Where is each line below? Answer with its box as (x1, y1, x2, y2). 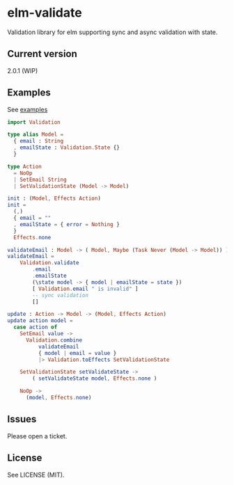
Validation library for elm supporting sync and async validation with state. (7, 28, 218, 36)
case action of (13, 324, 58, 331)
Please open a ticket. (7, 431, 68, 440)
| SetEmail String (13, 176, 68, 183)
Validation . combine (25, 336, 82, 344)
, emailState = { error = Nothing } (13, 221, 120, 228)
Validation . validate (19, 260, 79, 267)
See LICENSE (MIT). (7, 470, 65, 479)
